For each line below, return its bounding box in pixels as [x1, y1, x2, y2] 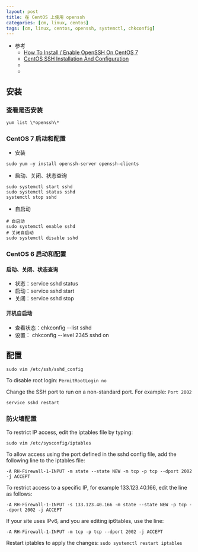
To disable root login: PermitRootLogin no [6, 377, 107, 384]
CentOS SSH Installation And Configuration [23, 55, 129, 62]
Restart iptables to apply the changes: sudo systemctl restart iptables [6, 539, 183, 546]
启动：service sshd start [14, 287, 75, 294]
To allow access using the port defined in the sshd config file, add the [6, 451, 177, 458]
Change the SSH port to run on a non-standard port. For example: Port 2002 [6, 388, 192, 395]
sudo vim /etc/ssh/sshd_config [6, 366, 84, 373]
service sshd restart [6, 400, 60, 406]
